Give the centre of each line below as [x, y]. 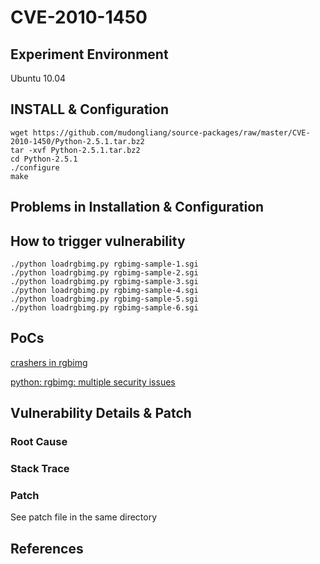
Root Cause [39, 442]
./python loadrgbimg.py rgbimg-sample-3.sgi [104, 282]
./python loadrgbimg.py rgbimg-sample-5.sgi [104, 299]
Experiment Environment [89, 54]
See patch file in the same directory [84, 517]
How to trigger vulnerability [98, 241]
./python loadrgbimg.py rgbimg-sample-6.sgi [104, 308]
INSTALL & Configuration [89, 109]
